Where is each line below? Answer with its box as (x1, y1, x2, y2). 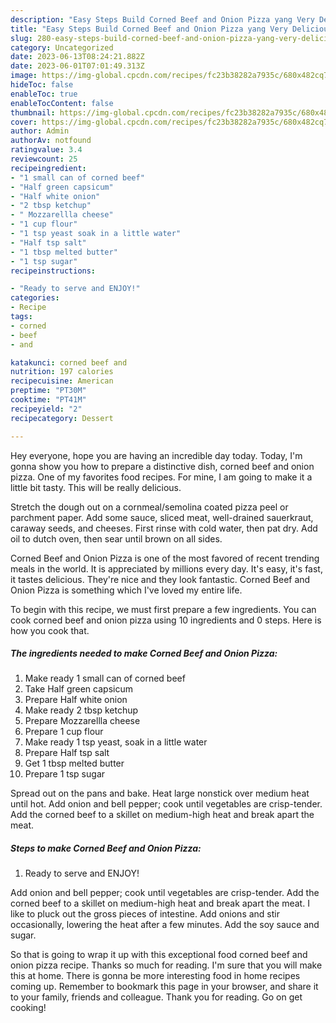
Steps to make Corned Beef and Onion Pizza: (10, 842, 202, 855)
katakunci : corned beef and (10, 357, 128, 368)
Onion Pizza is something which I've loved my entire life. (10, 584, 243, 596)
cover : (10, 117, 38, 127)
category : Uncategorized (10, 42, 114, 53)
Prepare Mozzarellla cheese (24, 715, 141, 727)
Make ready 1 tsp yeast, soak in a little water (24, 736, 208, 748)
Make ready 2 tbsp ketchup (24, 704, 139, 716)
